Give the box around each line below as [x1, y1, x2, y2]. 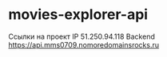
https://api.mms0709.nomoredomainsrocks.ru [8, 40, 160, 49]
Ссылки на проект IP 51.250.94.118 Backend [8, 32, 156, 41]
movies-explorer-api [8, 6, 149, 24]
